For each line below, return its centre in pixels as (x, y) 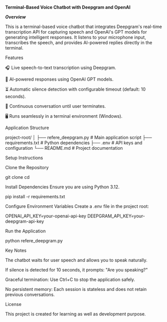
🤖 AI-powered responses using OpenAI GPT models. (59, 79)
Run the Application (26, 231)
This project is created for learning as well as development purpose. (76, 314)
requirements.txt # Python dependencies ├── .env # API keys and (74, 143)
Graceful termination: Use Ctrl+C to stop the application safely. (70, 279)
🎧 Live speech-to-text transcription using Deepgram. (61, 68)
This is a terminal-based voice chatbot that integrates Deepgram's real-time (83, 27)
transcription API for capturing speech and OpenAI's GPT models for (76, 32)
